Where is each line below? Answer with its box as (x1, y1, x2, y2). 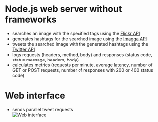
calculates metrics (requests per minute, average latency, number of (12, 62, 153, 68)
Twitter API (12, 46, 35, 52)
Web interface (5, 90, 66, 101)
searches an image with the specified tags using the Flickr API (12, 30, 140, 36)
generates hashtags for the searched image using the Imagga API (12, 36, 147, 42)
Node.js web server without (5, 3, 122, 15)
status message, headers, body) (12, 57, 79, 62)
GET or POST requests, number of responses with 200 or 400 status (12, 67, 153, 73)
